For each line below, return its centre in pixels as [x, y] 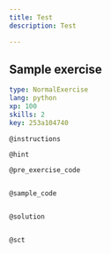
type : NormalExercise [49, 90]
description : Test [43, 26]
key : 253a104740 [39, 123]
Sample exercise [56, 69]
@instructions [35, 138]
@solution [27, 217]
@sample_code [33, 193]
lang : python [33, 99]
